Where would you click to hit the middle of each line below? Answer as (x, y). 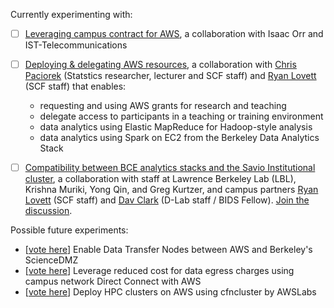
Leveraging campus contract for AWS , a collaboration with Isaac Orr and (174, 33)
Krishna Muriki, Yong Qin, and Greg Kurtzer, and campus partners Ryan (171, 190)
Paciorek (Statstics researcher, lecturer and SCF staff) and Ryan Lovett (170, 76)
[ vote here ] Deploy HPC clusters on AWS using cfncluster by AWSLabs (170, 292)
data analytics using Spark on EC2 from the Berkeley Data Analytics (179, 138)
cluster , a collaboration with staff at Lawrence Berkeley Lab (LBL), (160, 179)
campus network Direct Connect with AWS (113, 281)
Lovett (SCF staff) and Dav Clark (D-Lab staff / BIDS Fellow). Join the (167, 200)
